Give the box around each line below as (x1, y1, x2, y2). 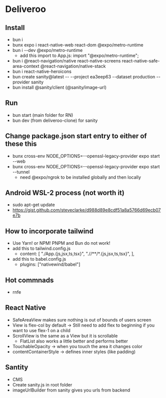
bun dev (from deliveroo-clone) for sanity (12, 117, 98, 123)
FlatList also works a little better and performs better (19, 338, 128, 344)
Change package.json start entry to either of (5, 132, 147, 140)
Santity (5, 363, 28, 372)
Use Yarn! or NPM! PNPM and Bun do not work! (12, 240, 110, 246)
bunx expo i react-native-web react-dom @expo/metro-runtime (12, 42, 143, 48)
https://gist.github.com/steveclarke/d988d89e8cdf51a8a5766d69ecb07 (12, 207, 161, 213)
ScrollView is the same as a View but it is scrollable (12, 333, 118, 339)
